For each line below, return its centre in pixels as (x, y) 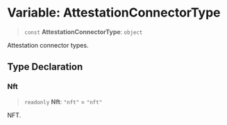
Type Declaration (45, 67)
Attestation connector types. (48, 45)
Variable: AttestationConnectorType (114, 13)
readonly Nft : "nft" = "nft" (63, 102)
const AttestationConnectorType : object (83, 32)
